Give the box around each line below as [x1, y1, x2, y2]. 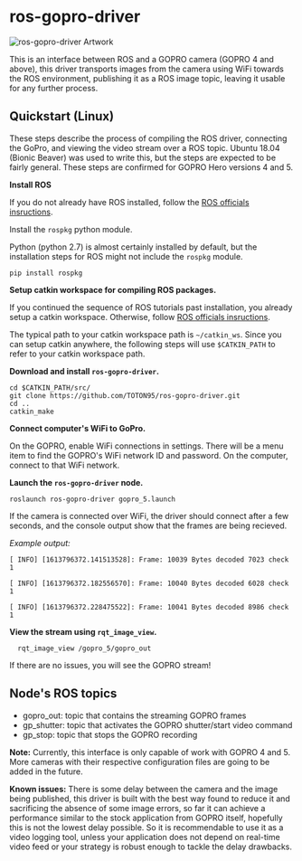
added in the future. [9, 766, 83, 777]
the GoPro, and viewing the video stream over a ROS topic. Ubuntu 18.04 [9, 142, 280, 153]
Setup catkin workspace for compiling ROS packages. [9, 284, 217, 295]
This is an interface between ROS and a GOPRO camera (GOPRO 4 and [9, 53, 274, 64]
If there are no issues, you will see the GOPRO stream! [9, 659, 212, 670]
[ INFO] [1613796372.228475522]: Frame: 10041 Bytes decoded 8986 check [9, 602, 289, 611]
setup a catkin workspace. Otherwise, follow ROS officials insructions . [9, 311, 271, 322]
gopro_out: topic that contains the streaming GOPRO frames [22, 710, 247, 721]
